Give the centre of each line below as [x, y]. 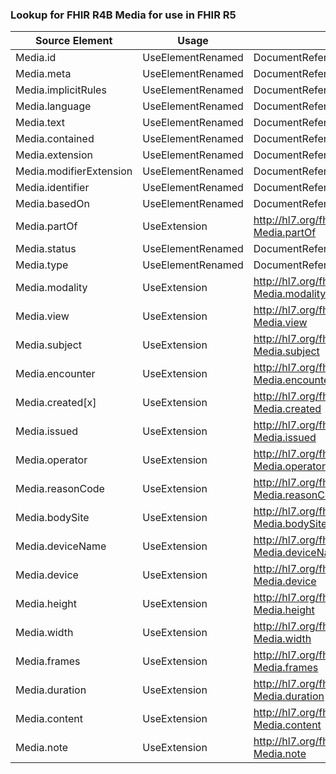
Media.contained [55, 139]
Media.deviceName [61, 546]
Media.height [46, 604]
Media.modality [51, 288]
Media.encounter [55, 374]
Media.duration [51, 690]
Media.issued [47, 431]
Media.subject [49, 345]
